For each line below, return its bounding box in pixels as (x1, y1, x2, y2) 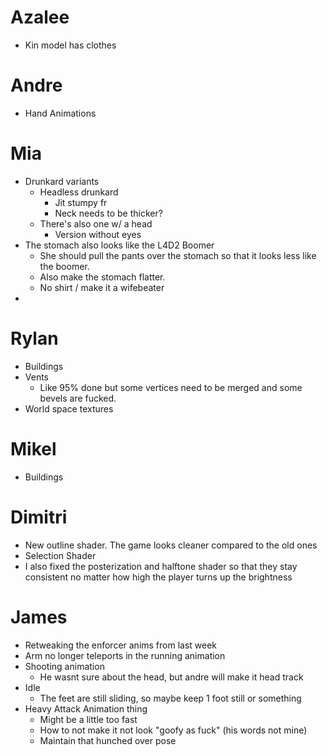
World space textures (24, 402, 114, 415)
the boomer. (39, 260, 90, 272)
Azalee (10, 6, 70, 29)
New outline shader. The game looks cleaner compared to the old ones (24, 539, 318, 551)
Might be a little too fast (39, 713, 138, 725)
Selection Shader (24, 549, 97, 561)
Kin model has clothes (24, 39, 117, 51)
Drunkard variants (24, 175, 100, 187)
